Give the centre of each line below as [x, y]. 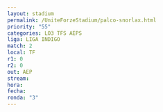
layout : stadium [31, 14]
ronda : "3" [23, 98]
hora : [15, 85]
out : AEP [20, 72]
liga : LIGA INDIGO [34, 40]
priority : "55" [29, 26]
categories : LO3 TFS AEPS [44, 33]
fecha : [17, 91]
